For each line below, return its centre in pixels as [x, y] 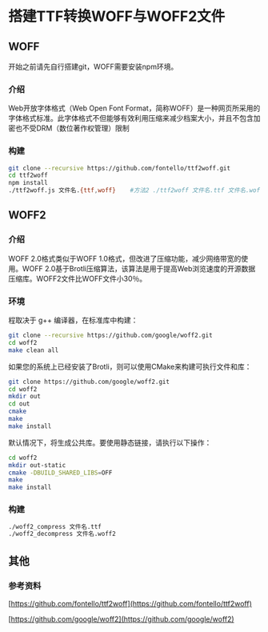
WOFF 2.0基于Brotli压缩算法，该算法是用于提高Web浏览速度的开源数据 [139, 268]
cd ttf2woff [28, 176]
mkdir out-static [37, 465]
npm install [28, 183]
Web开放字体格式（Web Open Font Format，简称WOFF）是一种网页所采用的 [134, 108]
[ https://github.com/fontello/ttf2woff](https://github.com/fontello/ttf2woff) [130, 603]
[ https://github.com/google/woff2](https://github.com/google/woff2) [121, 619]
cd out [19, 404]
